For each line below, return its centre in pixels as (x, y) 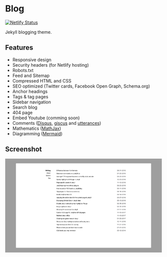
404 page (22, 112)
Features (19, 48)
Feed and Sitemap (31, 76)
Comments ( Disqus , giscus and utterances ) (57, 123)
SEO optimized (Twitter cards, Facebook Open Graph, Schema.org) (81, 86)
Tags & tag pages (30, 96)
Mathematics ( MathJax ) (37, 128)
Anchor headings (30, 91)
